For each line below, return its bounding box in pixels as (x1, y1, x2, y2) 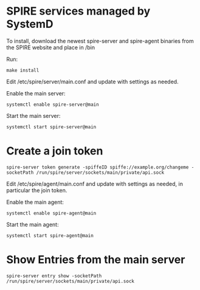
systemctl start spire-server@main (6, 123, 97, 130)
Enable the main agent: (6, 198, 64, 205)
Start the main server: (6, 112, 61, 119)
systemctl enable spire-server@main (6, 102, 99, 108)
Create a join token (6, 144, 103, 158)
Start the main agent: (6, 221, 59, 228)
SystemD (6, 17, 53, 31)
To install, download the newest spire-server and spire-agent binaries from (6, 37, 195, 44)
